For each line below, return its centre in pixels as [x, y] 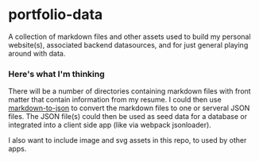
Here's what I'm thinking [56, 74]
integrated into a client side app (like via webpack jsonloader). [110, 125]
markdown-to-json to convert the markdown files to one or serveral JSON [129, 108]
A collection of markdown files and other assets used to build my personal [130, 36]
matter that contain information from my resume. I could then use [115, 100]
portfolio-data [56, 15]
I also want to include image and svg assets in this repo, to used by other [128, 140]
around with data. [37, 53]
